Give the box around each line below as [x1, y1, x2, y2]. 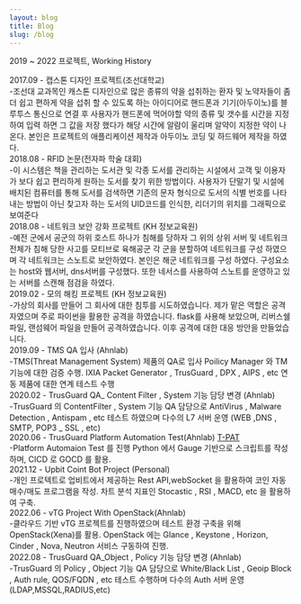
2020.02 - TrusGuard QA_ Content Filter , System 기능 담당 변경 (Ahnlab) [9, 390, 276, 401]
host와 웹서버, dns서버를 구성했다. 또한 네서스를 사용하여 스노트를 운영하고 [18, 266, 281, 277]
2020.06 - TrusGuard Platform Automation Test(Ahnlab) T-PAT [9, 432, 240, 443]
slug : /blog [9, 30, 54, 39]
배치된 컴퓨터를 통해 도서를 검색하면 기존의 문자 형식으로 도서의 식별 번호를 [9, 187, 271, 198]
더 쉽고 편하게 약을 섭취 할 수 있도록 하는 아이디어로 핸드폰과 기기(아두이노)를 [9, 97, 279, 108]
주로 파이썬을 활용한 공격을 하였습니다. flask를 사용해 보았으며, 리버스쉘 [40, 311, 291, 322]
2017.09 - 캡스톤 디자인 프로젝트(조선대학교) [9, 75, 165, 86]
